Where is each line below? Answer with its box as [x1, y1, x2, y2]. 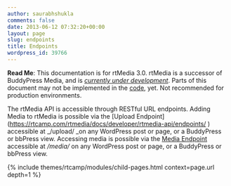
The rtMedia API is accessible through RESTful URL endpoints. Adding [7, 105, 211, 113]
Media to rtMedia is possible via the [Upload [7, 112, 136, 120]
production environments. [7, 91, 82, 99]
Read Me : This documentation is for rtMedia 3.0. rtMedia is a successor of [7, 68, 223, 77]
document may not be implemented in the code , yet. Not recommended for [7, 84, 225, 92]
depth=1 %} [7, 170, 41, 179]
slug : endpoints [7, 36, 55, 44]
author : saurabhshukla [7, 10, 74, 18]
